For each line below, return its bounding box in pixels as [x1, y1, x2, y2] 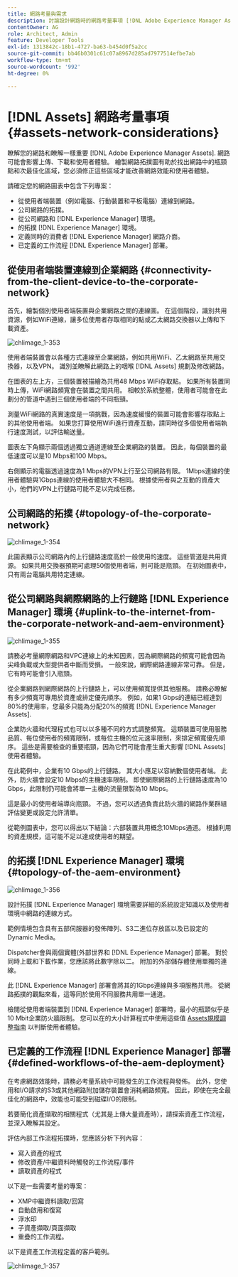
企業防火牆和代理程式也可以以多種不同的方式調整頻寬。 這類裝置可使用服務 [7, 724, 227, 733]
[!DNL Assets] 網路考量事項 [7, 109, 169, 125]
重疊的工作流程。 [17, 1232, 68, 1241]
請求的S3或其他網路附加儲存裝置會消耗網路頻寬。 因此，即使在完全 [28, 1085, 225, 1094]
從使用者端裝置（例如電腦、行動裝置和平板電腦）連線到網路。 [17, 197, 199, 205]
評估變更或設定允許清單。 [7, 808, 82, 817]
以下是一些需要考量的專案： [7, 1181, 89, 1190]
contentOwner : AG [7, 23, 59, 31]
